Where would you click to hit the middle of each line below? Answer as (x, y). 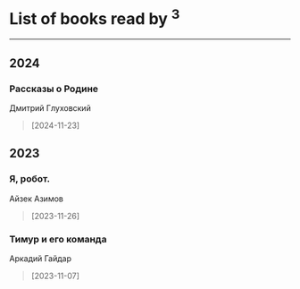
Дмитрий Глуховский (50, 107)
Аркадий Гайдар (40, 258)
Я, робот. (30, 179)
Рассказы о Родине (54, 89)
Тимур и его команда (58, 239)
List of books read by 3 (95, 17)
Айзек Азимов (37, 199)
